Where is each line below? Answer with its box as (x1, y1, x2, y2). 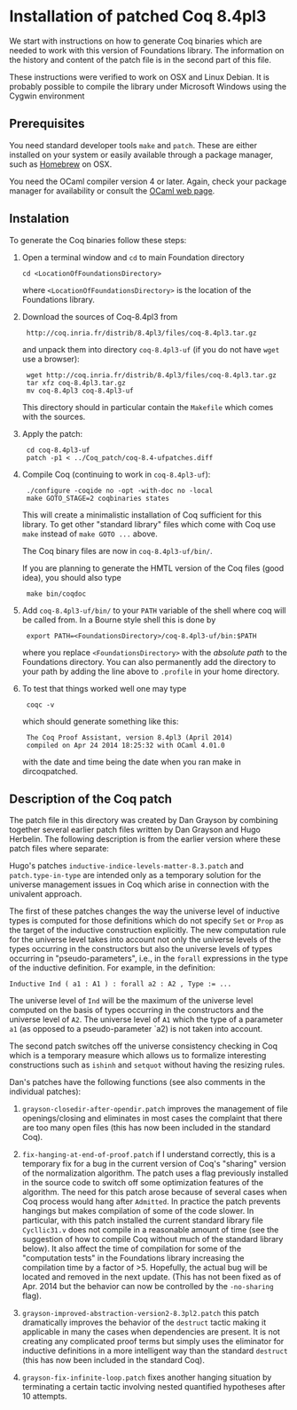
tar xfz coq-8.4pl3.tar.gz (26, 378, 126, 387)
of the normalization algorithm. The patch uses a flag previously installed (21, 1168, 289, 1178)
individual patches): (9, 1086, 82, 1097)
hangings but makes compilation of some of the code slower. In (21, 1206, 254, 1216)
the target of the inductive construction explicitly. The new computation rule (9, 925, 286, 936)
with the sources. (21, 411, 86, 422)
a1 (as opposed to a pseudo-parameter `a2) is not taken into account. (9, 1024, 263, 1034)
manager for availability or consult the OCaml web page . (9, 185, 215, 196)
